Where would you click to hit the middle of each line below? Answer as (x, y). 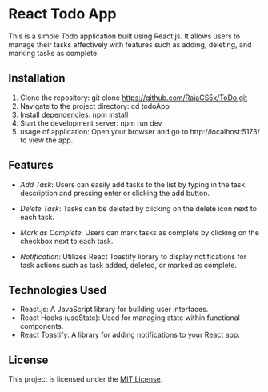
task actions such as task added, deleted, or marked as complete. (128, 265)
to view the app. (46, 140)
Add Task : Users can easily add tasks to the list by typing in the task (132, 184)
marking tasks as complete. (54, 53)
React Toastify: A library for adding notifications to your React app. (130, 335)
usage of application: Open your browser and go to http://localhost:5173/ (140, 131)
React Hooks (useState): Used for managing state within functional (130, 318)
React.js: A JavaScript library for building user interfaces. (114, 310)
